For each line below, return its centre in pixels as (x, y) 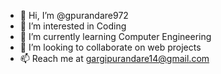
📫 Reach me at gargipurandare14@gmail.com (114, 58)
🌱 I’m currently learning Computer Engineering (115, 36)
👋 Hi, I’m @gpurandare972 (74, 15)
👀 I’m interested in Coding (73, 26)
